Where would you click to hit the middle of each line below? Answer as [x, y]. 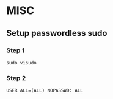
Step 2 [16, 78]
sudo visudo [21, 63]
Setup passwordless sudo [57, 33]
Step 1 [16, 50]
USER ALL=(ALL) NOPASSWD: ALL [45, 91]
